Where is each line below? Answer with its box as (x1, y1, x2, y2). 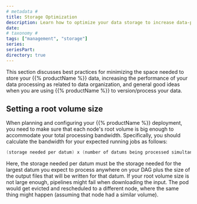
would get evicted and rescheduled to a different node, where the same (6, 185, 179, 192)
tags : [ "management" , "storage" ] (6, 36, 88, 42)
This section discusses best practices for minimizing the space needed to (6, 68, 184, 75)
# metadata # (6, 8, 38, 15)
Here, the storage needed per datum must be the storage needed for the (6, 160, 182, 167)
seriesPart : (6, 47, 35, 53)
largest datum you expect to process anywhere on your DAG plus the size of (6, 166, 191, 174)
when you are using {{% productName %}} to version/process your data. (6, 87, 183, 94)
